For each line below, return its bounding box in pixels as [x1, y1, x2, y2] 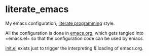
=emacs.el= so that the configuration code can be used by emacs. [5, 35, 144, 41]
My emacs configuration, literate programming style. [5, 20, 115, 26]
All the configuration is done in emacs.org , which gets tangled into [5, 30, 144, 36]
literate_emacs [5, 4, 69, 15]
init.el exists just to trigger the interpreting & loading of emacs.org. [5, 45, 143, 51]
